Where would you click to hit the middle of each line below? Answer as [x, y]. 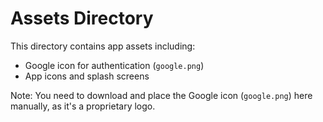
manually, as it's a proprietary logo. [83, 106]
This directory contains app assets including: [103, 46]
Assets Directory [82, 18]
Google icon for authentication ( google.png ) [114, 65]
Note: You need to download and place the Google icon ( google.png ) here [161, 95]
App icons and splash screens [87, 76]
